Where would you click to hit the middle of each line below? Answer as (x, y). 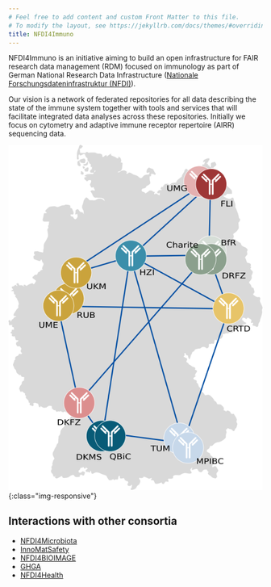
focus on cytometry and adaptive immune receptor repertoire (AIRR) (122, 125)
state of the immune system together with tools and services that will (123, 108)
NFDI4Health (42, 575)
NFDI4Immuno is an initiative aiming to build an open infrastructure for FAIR (133, 58)
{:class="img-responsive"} (53, 496)
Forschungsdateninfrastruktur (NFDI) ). (72, 84)
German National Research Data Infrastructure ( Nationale (104, 75)
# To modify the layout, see (57, 25)
